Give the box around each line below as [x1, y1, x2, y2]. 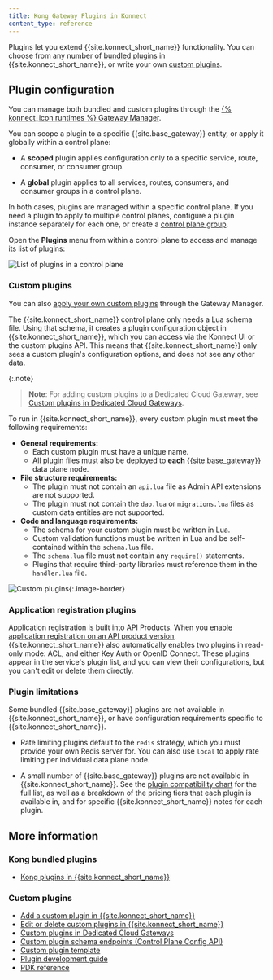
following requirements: [8, 422, 88, 432]
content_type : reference [8, 20, 93, 28]
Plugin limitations [8, 686, 79, 697]
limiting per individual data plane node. [19, 755, 150, 765]
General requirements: [19, 437, 99, 448]
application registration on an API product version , [8, 631, 177, 640]
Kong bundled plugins [8, 853, 97, 864]
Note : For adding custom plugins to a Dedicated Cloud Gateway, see [28, 389, 258, 399]
